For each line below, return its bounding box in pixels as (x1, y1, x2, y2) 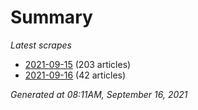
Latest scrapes (10, 39, 72, 51)
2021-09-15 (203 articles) (24, 58, 132, 70)
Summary (10, 6, 93, 29)
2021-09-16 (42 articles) (24, 69, 127, 81)
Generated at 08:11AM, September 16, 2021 (10, 88, 188, 100)
